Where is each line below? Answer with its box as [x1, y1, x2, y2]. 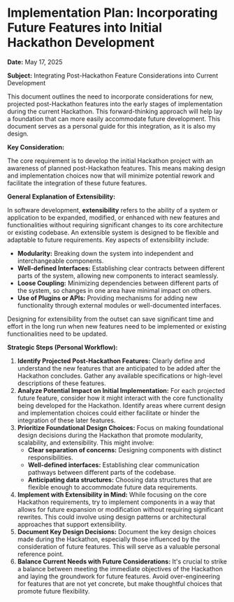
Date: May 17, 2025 [7, 57, 63, 66]
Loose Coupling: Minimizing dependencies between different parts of [17, 278, 219, 287]
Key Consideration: [7, 143, 65, 151]
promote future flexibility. [17, 587, 90, 595]
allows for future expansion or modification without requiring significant [17, 505, 224, 513]
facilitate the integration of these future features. [7, 178, 147, 187]
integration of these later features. [17, 416, 116, 424]
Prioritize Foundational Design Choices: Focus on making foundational [17, 423, 224, 431]
